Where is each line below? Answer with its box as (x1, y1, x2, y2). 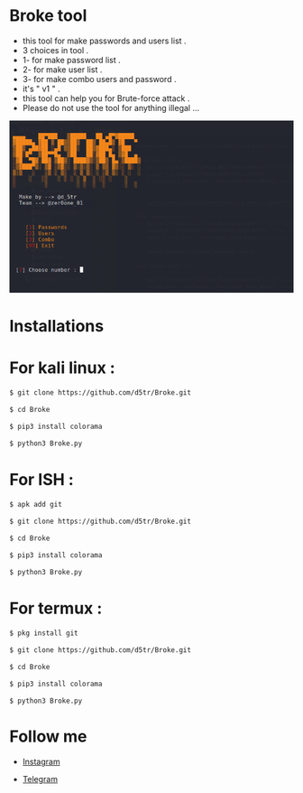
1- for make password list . (22, 54, 122, 65)
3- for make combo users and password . (22, 73, 177, 84)
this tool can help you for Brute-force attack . (22, 92, 190, 104)
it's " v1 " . (22, 83, 60, 94)
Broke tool (9, 5, 87, 26)
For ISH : (9, 469, 74, 490)
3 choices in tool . (22, 44, 89, 55)
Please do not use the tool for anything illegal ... (22, 102, 200, 113)
